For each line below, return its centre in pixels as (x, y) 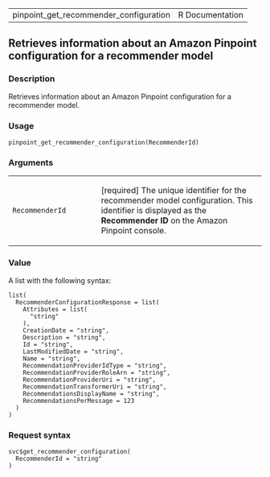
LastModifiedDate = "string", (74, 352)
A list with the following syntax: (60, 280)
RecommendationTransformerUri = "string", (95, 387)
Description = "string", (64, 337)
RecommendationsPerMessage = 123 (79, 401)
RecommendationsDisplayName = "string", (91, 393)
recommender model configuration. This (177, 200)
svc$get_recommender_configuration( (70, 451)
